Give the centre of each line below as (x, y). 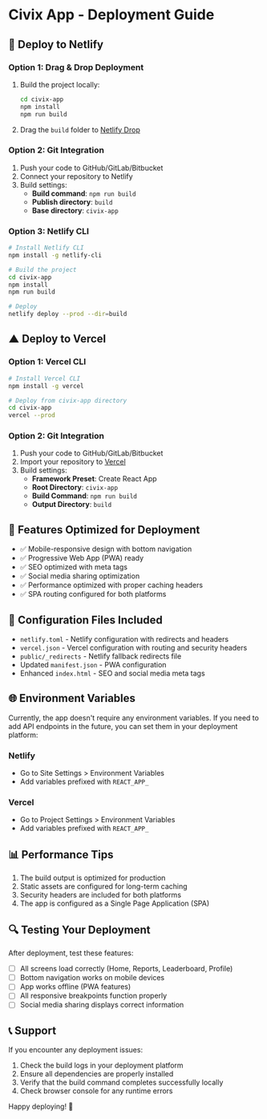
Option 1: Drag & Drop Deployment (76, 67)
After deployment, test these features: (71, 953)
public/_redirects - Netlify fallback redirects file (101, 656)
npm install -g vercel (46, 386)
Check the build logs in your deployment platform (101, 1065)
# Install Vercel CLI (44, 379)
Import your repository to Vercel (73, 462)
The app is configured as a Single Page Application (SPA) (115, 903)
